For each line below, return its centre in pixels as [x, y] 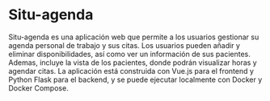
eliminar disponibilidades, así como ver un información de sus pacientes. [129, 54]
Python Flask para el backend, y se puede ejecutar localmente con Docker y [135, 79]
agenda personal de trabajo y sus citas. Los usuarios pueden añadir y [124, 45]
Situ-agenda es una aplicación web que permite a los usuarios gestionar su [134, 37]
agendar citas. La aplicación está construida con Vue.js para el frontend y [131, 71]
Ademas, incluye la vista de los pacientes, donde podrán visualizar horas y [133, 63]
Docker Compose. [38, 88]
